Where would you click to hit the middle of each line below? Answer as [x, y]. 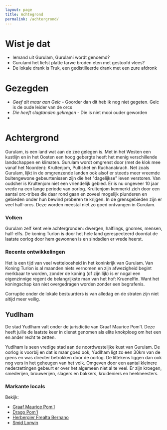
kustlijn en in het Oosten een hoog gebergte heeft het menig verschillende [81, 157]
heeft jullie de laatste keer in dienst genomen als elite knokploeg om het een [83, 332]
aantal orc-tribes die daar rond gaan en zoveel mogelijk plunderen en [76, 194]
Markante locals [25, 386]
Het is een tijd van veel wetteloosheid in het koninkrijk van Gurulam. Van [79, 263]
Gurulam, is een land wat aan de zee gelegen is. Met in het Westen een [78, 152]
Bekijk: [12, 397]
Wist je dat [28, 44]
